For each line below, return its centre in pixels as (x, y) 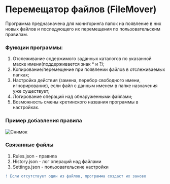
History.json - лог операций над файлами (57, 161)
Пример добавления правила (44, 121)
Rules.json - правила (35, 156)
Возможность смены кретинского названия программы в (75, 102)
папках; (21, 75)
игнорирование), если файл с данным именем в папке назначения (85, 86)
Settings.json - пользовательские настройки (61, 167)
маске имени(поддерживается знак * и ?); (59, 64)
